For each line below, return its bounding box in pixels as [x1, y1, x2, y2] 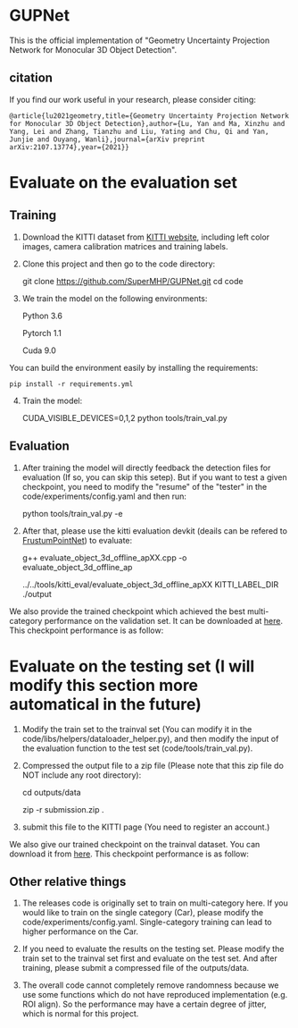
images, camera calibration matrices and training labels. [21, 240, 228, 251]
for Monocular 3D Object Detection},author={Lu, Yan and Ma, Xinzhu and [9, 119, 286, 128]
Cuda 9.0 [21, 345, 56, 356]
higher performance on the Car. [21, 926, 139, 937]
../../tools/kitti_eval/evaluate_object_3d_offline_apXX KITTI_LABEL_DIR [21, 578, 279, 590]
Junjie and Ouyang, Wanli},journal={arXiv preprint [9, 135, 205, 144]
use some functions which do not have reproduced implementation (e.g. [21, 990, 288, 1000]
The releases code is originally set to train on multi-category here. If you [21, 897, 288, 908]
